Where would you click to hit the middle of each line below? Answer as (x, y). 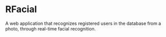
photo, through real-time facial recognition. (51, 28)
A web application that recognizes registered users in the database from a (83, 23)
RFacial (21, 9)
